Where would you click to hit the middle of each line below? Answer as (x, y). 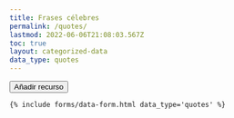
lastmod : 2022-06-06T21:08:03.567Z (77, 34)
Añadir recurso (39, 87)
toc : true (28, 43)
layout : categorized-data (58, 52)
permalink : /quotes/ (49, 26)
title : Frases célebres (55, 18)
